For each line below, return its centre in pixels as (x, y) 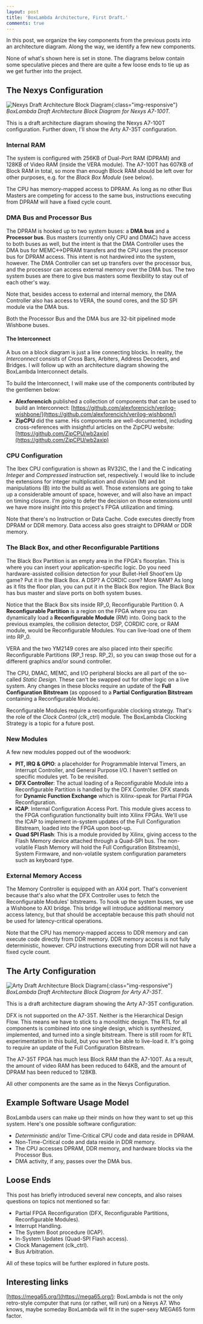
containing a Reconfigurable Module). (53, 698)
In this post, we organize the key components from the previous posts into (99, 41)
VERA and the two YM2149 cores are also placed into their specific (90, 648)
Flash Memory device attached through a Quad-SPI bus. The (91, 840)
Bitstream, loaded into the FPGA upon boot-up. (73, 828)
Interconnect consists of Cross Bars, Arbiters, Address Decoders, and (93, 359)
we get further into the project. (44, 71)
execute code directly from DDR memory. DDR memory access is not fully (98, 939)
